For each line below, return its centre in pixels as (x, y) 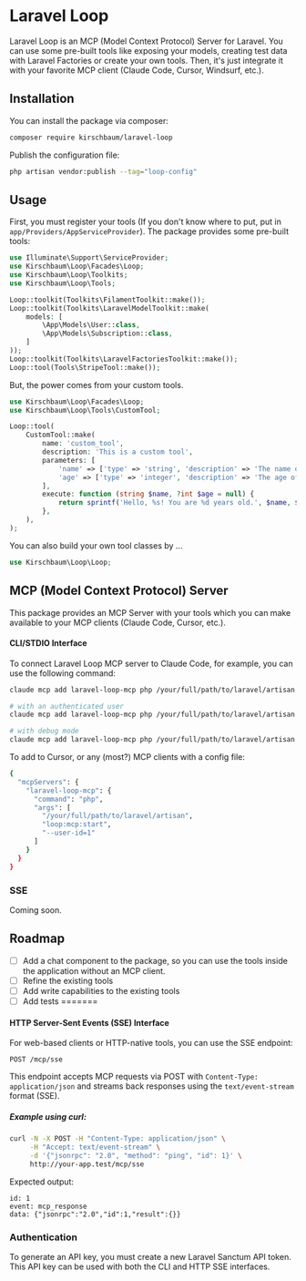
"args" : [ (52, 807)
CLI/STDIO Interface (49, 643)
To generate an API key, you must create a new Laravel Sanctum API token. (150, 1256)
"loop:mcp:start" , (77, 825)
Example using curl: (48, 1116)
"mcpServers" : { (48, 782)
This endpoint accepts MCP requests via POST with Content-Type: (134, 1077)
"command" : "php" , (68, 799)
